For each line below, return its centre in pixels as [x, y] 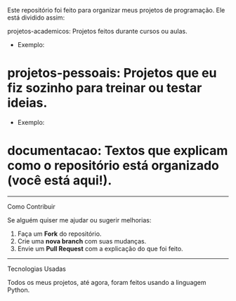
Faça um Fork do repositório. [59, 234]
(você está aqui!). [60, 181]
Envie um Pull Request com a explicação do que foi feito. [100, 248]
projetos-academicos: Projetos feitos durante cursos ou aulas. [97, 31]
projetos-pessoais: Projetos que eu [112, 73]
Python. [19, 290]
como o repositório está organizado [113, 166]
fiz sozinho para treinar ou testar [105, 88]
